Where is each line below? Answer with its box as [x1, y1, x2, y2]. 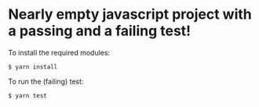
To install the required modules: [8, 48, 111, 57]
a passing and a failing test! [8, 22, 192, 40]
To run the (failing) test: [8, 77, 84, 86]
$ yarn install [8, 62, 58, 71]
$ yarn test [8, 91, 47, 99]
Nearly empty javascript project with [8, 5, 253, 23]
